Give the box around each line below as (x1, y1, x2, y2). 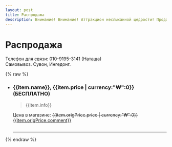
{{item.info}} (25, 102, 52, 108)
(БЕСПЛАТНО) (12, 90, 50, 97)
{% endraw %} (5, 136, 37, 142)
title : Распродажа (5, 12, 45, 17)
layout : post (5, 7, 33, 13)
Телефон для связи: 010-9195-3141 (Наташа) (5, 56, 102, 62)
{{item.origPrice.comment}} (12, 117, 72, 123)
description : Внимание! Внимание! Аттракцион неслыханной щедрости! (5, 17, 155, 22)
